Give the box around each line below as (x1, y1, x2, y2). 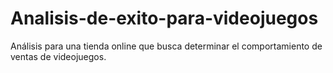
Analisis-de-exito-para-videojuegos (10, 7, 319, 30)
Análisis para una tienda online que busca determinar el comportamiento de (10, 40, 323, 52)
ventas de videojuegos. (10, 50, 107, 62)
